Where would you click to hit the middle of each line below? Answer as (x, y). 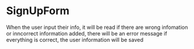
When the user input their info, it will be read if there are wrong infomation (97, 27)
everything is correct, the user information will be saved (75, 40)
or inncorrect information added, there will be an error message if (87, 33)
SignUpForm (38, 11)
